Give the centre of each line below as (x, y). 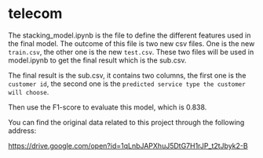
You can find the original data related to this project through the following (126, 122)
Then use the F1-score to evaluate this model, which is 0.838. (108, 107)
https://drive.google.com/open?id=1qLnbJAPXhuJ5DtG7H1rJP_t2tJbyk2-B (128, 145)
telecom (35, 14)
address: (22, 131)
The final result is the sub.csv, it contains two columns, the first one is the (127, 75)
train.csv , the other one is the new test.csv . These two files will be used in (131, 52)
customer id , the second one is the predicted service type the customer (127, 84)
